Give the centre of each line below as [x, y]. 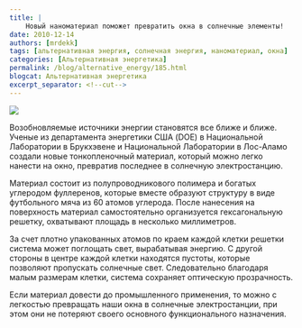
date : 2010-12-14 [42, 34]
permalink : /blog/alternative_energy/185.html [98, 68]
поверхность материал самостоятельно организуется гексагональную [146, 212]
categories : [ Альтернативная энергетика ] [88, 59]
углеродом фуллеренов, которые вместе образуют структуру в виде [142, 192]
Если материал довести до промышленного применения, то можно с [143, 295]
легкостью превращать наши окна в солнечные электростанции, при [143, 304]
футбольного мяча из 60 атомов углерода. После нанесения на [132, 202]
